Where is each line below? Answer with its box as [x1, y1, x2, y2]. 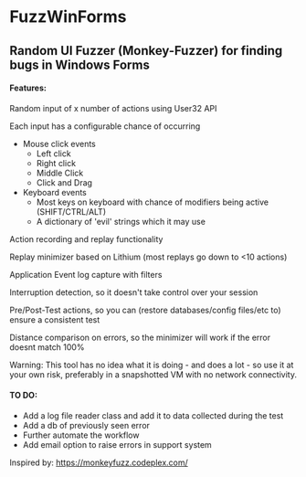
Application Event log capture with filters [9, 269, 163, 280]
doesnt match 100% [9, 341, 85, 353]
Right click [36, 157, 76, 168]
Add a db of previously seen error [22, 419, 151, 430]
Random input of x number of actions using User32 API [9, 102, 217, 113]
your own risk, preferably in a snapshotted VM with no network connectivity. [9, 368, 297, 380]
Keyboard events [22, 186, 87, 197]
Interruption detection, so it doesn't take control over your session [9, 286, 259, 298]
